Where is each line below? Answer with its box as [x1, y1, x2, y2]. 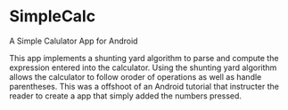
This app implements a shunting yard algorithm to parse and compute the [9, 52, 279, 63]
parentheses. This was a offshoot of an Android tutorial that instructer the [9, 81, 279, 91]
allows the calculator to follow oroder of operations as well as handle [9, 71, 262, 82]
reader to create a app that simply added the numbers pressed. [9, 90, 243, 101]
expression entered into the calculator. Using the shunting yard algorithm [9, 62, 277, 73]
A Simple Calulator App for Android [9, 35, 138, 46]
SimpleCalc [9, 6, 96, 27]
